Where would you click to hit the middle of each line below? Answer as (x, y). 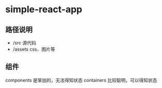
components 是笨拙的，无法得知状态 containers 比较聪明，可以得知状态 (81, 80)
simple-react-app (44, 9)
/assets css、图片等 (34, 49)
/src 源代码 (24, 43)
